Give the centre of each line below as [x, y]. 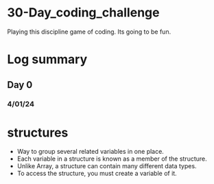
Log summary [47, 59]
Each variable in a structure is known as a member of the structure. [112, 159]
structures [38, 133]
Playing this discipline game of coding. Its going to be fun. [89, 32]
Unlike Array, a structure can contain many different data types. [107, 166]
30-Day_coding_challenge [83, 13]
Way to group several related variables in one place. [91, 152]
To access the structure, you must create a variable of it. [97, 174]
